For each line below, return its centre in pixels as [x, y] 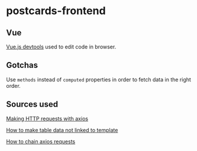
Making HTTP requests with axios [47, 119]
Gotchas [22, 65]
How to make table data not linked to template [62, 130]
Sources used [32, 104]
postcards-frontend [56, 11]
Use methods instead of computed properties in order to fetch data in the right [98, 79]
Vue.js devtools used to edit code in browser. [61, 47]
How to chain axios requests [41, 141]
